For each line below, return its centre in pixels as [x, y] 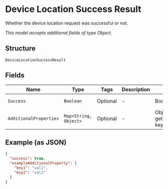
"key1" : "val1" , [31, 168]
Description [136, 89]
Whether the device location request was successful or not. [67, 23]
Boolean [73, 101]
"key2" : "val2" [30, 172]
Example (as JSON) [36, 142]
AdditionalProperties [33, 118]
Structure [20, 48]
